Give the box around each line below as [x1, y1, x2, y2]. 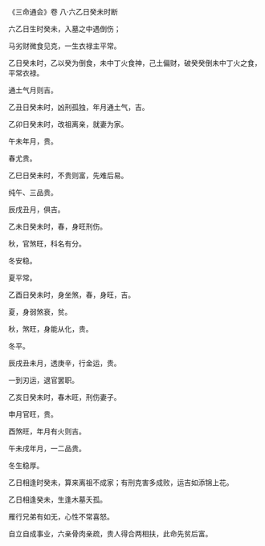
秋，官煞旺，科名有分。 [8, 239, 86, 248]
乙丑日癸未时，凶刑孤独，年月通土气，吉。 [8, 103, 149, 112]
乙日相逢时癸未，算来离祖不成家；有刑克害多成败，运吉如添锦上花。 [8, 478, 234, 487]
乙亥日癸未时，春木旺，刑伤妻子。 [8, 393, 121, 401]
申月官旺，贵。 [8, 409, 58, 419]
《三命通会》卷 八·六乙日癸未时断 [8, 7, 118, 16]
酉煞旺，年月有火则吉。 [8, 426, 86, 436]
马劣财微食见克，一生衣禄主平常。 [8, 41, 121, 51]
